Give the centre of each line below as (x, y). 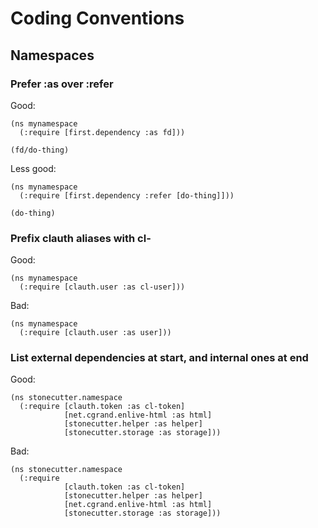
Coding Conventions (97, 18)
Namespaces (52, 55)
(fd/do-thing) (40, 150)
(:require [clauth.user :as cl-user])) (102, 287)
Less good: (33, 168)
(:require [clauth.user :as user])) (95, 333)
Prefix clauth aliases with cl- (81, 238)
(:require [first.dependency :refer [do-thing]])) (127, 195)
